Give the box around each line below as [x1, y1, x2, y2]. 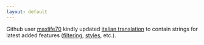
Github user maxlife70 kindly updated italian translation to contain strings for [6, 25, 198, 32]
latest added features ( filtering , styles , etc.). [6, 31, 117, 39]
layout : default [6, 8, 47, 15]
